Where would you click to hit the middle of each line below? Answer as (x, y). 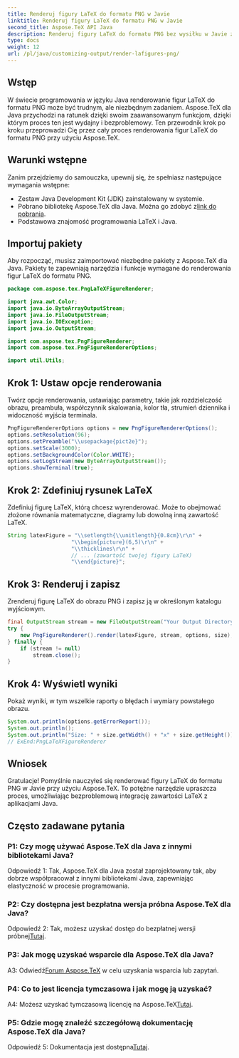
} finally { (25, 642)
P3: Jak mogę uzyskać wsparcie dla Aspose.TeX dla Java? (111, 955)
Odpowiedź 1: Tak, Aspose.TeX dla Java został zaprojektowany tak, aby (112, 871)
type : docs (23, 41)
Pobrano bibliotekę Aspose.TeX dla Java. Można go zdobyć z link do (117, 206)
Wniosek (27, 763)
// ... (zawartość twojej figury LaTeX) (132, 555)
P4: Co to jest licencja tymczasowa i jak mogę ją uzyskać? (110, 989)
